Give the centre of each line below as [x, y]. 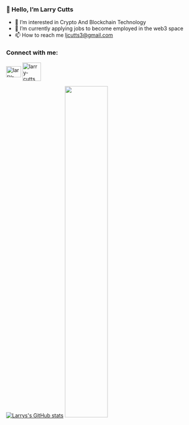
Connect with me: [32, 53]
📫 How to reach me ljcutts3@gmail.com [64, 35]
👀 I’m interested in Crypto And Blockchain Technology [80, 22]
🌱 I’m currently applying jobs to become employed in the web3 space [99, 28]
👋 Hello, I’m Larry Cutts [40, 9]
